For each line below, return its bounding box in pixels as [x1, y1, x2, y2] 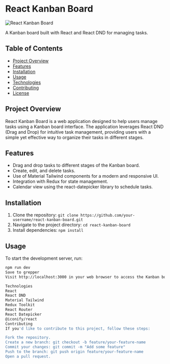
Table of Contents [5, 44, 63, 53]
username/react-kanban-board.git [12, 217, 83, 223]
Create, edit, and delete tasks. [12, 168, 75, 174]
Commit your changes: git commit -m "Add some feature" [5, 345, 125, 350]
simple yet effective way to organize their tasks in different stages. [5, 134, 144, 140]
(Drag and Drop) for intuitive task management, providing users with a [5, 129, 151, 135]
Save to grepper [5, 269, 39, 275]
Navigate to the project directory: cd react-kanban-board [12, 222, 131, 228]
